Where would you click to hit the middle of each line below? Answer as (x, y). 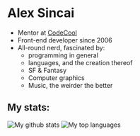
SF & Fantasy (47, 70)
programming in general (63, 55)
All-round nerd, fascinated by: (61, 47)
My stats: (29, 108)
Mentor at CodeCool (47, 33)
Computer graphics (56, 78)
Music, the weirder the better (70, 85)
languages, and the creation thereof (80, 62)
